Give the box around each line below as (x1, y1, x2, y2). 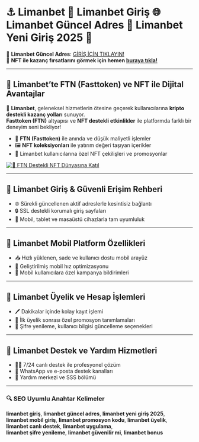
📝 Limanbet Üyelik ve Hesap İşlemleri (6, 292, 146, 302)
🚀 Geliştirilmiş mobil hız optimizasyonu (14, 263, 109, 270)
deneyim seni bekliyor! (6, 123, 61, 130)
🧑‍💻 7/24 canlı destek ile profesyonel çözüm (14, 361, 121, 368)
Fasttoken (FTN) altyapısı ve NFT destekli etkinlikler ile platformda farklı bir (6, 117, 192, 124)
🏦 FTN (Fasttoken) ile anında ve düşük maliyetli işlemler (14, 134, 151, 142)
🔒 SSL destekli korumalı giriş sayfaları (14, 207, 107, 214)
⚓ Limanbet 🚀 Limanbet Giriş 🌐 (6, 5, 161, 19)
